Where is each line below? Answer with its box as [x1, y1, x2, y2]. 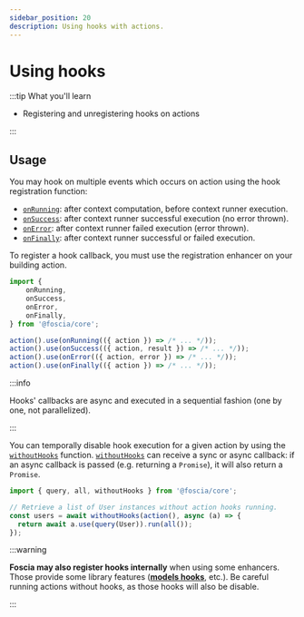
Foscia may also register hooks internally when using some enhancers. [9, 562, 279, 573]
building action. [9, 260, 67, 270]
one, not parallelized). [9, 405, 91, 416]
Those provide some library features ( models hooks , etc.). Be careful [9, 572, 270, 583]
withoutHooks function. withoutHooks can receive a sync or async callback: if [9, 450, 295, 460]
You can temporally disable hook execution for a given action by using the [9, 440, 286, 450]
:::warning [9, 544, 47, 555]
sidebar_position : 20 [9, 13, 92, 23]
